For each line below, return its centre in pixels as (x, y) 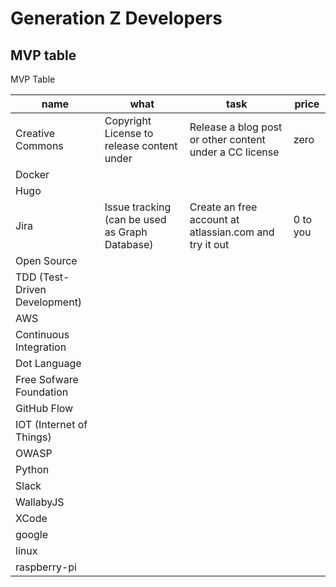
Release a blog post (236, 127)
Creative (35, 133)
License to (129, 133)
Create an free (223, 207)
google (32, 534)
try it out (209, 244)
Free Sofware (47, 379)
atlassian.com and (232, 232)
